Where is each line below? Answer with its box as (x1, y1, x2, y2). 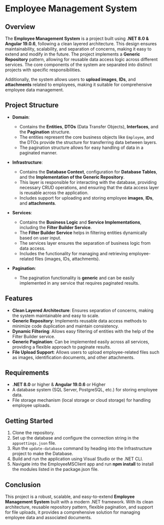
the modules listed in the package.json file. (12, 467, 99, 472)
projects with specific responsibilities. (5, 67, 81, 73)
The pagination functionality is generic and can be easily (19, 275, 135, 281)
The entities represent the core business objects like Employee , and (19, 134, 154, 140)
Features (5, 294, 33, 303)
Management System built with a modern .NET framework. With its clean (5, 499, 154, 505)
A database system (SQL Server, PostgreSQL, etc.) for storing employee (12, 387, 158, 393)
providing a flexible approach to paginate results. (12, 344, 111, 350)
